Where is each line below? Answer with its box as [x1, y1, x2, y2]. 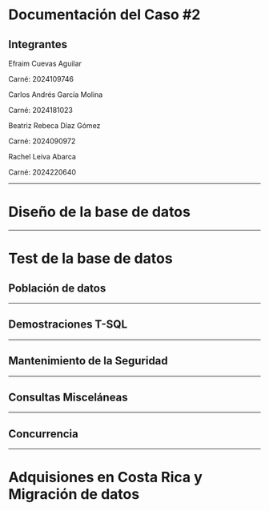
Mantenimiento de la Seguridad [8, 354, 168, 368]
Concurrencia [8, 427, 78, 441]
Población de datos [8, 281, 106, 295]
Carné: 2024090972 [8, 136, 76, 146]
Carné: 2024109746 [8, 74, 74, 83]
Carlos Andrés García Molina [8, 90, 103, 99]
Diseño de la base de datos [8, 203, 191, 221]
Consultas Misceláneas [8, 390, 128, 404]
